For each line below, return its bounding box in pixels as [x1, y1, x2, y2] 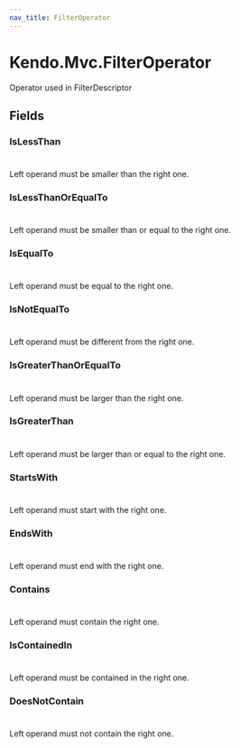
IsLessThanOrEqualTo [9, 191, 108, 203]
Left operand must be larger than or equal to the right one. [9, 448, 226, 459]
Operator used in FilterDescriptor [9, 82, 133, 93]
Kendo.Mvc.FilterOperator [9, 51, 212, 72]
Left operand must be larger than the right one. [9, 392, 184, 403]
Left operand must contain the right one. [9, 616, 160, 627]
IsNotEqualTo [9, 304, 70, 316]
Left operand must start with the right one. [9, 504, 167, 515]
